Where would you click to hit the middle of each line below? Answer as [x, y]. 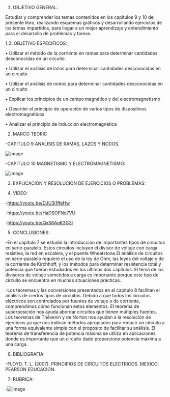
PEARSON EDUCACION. [31, 369]
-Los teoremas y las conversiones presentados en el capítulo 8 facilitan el [83, 290]
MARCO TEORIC [30, 134]
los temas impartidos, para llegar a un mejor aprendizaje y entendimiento [82, 28]
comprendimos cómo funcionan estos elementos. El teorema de [72, 306]
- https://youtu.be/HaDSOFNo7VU [40, 213]
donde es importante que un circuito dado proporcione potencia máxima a [83, 339]
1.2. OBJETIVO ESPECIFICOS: [36, 43]
